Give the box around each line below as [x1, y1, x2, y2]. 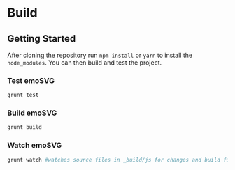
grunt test [7, 92, 39, 99]
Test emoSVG [7, 75, 55, 85]
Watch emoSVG [7, 141, 62, 150]
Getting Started [7, 33, 76, 45]
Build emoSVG [7, 108, 57, 118]
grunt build [7, 124, 42, 131]
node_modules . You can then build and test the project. [7, 59, 162, 67]
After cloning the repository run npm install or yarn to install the [7, 51, 193, 59]
